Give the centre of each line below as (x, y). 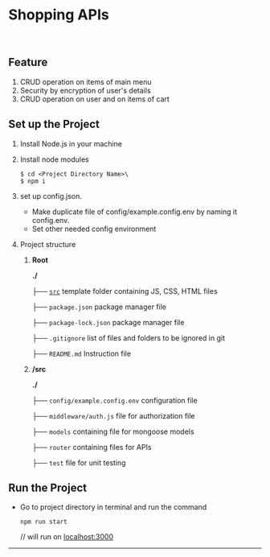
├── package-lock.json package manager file (108, 322)
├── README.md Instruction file (81, 353)
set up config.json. (51, 196)
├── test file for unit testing (79, 462)
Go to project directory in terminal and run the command (113, 507)
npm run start (43, 522)
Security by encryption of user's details (85, 90)
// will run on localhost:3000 (67, 537)
